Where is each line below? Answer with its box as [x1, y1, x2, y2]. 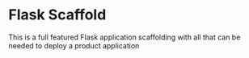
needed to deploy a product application [8, 40, 140, 50]
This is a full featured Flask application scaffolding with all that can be [8, 32, 241, 42]
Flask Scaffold [8, 6, 107, 24]
